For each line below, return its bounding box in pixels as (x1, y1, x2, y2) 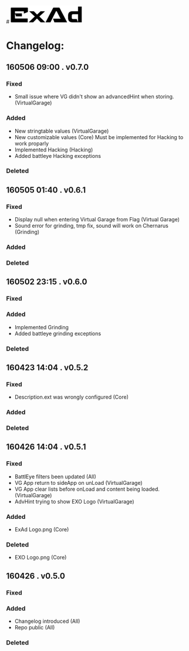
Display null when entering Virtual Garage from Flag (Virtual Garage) (14, 216, 180, 223)
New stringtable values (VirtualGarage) (14, 127, 109, 134)
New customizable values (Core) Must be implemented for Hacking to (14, 133, 184, 140)
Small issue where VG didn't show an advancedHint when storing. (14, 93, 174, 100)
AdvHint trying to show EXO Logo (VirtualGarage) (14, 498, 134, 505)
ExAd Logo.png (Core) (14, 526, 69, 533)
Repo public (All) (14, 623, 55, 630)
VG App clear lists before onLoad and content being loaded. (14, 485, 160, 493)
